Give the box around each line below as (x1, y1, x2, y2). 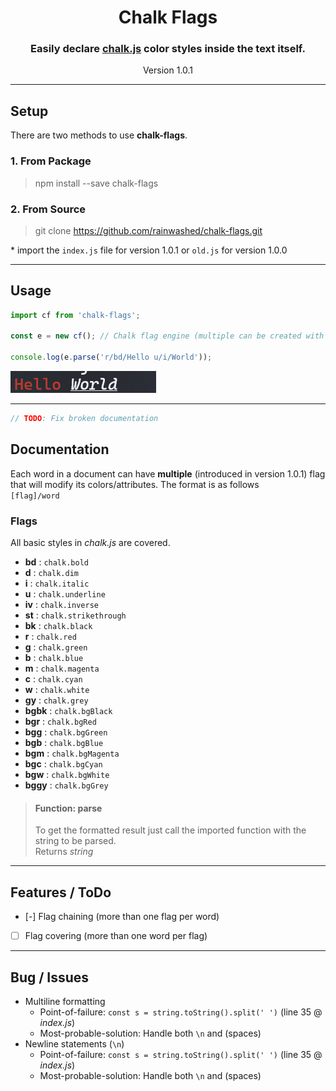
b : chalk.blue (24, 652, 84, 664)
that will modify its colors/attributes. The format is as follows (10, 478, 260, 490)
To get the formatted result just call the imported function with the (34, 824, 307, 836)
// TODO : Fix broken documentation (10, 414, 159, 424)
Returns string (34, 846, 94, 858)
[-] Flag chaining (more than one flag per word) (24, 911, 220, 923)
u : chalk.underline (24, 588, 106, 600)
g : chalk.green (24, 641, 88, 653)
